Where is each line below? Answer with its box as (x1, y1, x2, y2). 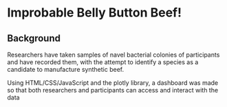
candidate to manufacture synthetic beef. (7, 66, 125, 73)
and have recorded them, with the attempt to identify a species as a (7, 58, 199, 66)
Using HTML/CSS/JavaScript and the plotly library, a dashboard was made (7, 79, 219, 87)
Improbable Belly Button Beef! (7, 5, 182, 21)
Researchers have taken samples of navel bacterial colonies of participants (7, 50, 220, 59)
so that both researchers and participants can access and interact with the (7, 86, 219, 94)
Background (7, 32, 61, 44)
